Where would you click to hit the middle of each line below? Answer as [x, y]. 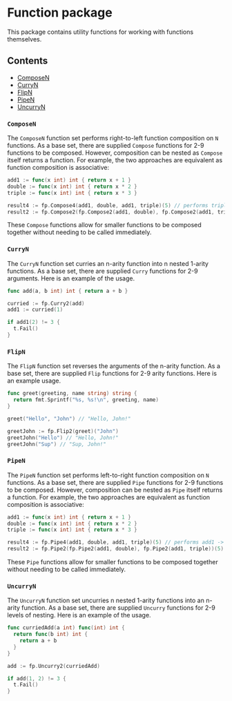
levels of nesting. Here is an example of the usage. [79, 615]
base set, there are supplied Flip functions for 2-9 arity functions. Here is [112, 374]
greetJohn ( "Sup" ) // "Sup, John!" [57, 444]
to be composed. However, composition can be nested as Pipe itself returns [115, 490]
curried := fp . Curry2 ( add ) [46, 303]
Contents [28, 61]
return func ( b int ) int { [51, 634]
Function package [60, 13]
